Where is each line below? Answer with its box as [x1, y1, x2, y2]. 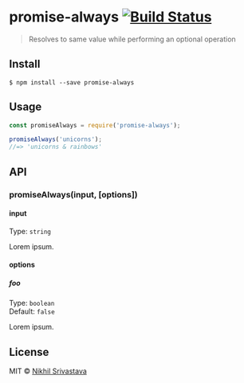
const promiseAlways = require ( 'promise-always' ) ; [9, 121, 181, 129]
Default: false [9, 307, 55, 316]
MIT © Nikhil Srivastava [9, 366, 87, 376]
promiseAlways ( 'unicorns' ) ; [9, 135, 103, 143]
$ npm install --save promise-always [9, 78, 135, 87]
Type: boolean [9, 299, 55, 308]
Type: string [9, 226, 51, 236]
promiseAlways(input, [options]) [9, 189, 138, 200]
